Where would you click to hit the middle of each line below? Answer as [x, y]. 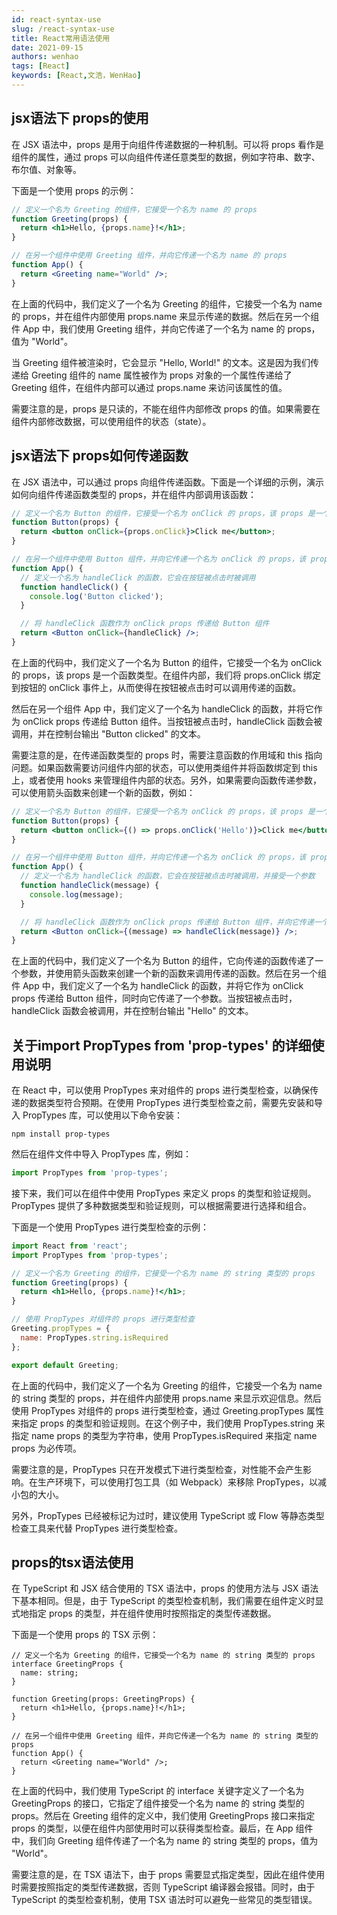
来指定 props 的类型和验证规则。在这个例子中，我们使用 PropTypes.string [162, 1423]
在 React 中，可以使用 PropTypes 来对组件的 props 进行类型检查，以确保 [161, 1090]
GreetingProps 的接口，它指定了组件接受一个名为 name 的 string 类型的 [158, 1803]
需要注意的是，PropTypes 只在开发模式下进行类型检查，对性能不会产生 [157, 1469]
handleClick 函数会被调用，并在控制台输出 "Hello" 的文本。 [132, 1011]
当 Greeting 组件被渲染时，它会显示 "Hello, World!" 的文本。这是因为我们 [161, 362]
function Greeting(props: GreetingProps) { [103, 1699]
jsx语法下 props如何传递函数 [100, 456]
